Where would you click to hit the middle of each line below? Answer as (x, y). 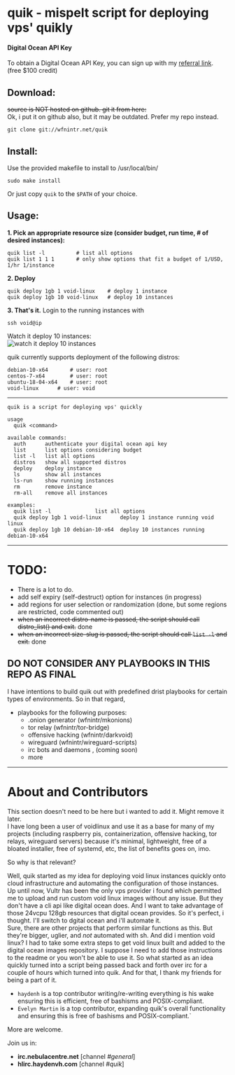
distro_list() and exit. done (55, 626)
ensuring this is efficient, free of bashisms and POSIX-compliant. (111, 1001)
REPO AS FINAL (42, 675)
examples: (22, 505)
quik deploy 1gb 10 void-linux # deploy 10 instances (90, 297)
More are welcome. (35, 1029)
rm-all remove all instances (61, 493)
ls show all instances (57, 474)
